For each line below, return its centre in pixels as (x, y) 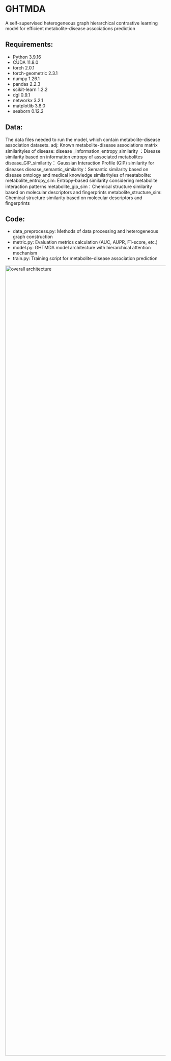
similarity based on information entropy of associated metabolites (74, 157)
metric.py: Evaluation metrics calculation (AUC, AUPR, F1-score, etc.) (85, 242)
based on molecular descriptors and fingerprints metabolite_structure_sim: (83, 192)
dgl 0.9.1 (21, 95)
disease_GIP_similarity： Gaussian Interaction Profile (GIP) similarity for (80, 163)
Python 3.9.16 (27, 57)
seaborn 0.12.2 (28, 111)
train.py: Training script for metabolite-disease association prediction (85, 258)
